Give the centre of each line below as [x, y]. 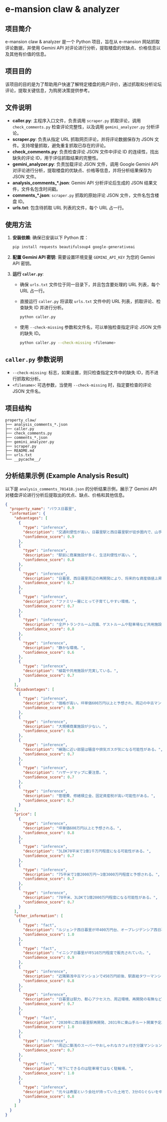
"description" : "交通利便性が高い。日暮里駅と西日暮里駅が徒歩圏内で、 [89, 532]
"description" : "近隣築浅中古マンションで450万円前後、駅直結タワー [87, 976]
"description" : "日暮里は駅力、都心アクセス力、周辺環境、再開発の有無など [93, 999]
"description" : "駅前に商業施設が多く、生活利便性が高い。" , [80, 555]
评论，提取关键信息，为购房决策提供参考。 [49, 90]
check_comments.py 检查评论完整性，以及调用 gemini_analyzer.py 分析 [84, 127]
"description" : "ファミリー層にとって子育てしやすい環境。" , [80, 601]
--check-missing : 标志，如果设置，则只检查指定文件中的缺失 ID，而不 [83, 372]
